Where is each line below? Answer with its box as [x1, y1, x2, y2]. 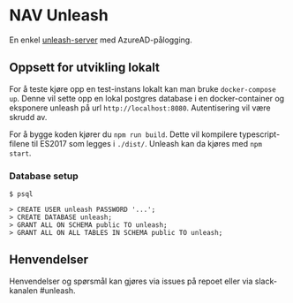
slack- [254, 276, 278, 286]
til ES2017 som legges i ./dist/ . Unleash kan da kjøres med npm [31, 138, 263, 148]
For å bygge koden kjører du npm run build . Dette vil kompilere [9, 129, 238, 140]
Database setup [9, 170, 79, 182]
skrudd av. [9, 111, 48, 122]
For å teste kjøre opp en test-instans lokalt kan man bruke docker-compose [9, 83, 276, 94]
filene [9, 138, 30, 148]
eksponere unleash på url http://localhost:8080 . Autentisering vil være [9, 102, 271, 113]
